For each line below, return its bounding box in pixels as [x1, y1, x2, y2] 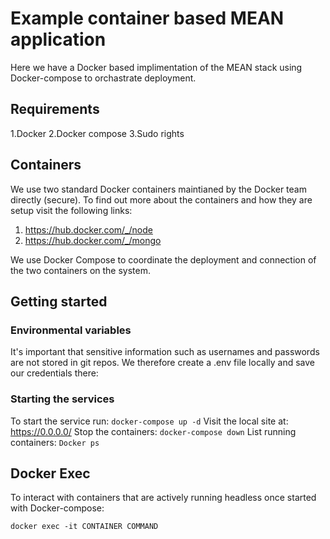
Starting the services [10, 392, 115, 406]
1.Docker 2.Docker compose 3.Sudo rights [10, 127, 185, 139]
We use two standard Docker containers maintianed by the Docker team [10, 183, 307, 195]
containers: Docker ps [10, 436, 100, 448]
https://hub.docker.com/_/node [24, 223, 153, 236]
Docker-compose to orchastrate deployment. [10, 72, 197, 84]
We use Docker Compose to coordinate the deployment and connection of [10, 253, 317, 266]
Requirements [10, 101, 100, 118]
